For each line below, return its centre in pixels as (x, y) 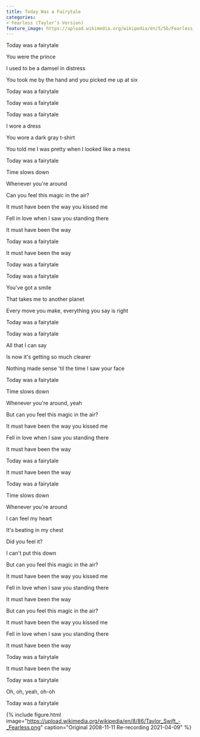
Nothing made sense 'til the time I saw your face (65, 368)
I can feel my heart (29, 518)
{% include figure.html (34, 715)
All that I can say (26, 346)
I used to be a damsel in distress (46, 69)
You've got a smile (29, 288)
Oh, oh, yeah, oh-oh (31, 692)
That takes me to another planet (45, 299)
